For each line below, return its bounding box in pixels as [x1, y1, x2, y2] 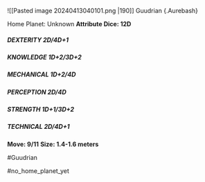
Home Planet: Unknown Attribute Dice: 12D [7, 20, 132, 28]
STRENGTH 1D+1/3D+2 [7, 105, 75, 114]
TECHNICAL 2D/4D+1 [7, 123, 70, 131]
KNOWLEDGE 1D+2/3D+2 [7, 52, 82, 61]
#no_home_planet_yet [7, 166, 69, 175]
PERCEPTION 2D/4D [7, 88, 67, 96]
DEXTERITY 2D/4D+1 [7, 35, 69, 44]
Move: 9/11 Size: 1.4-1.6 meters [7, 140, 99, 148]
